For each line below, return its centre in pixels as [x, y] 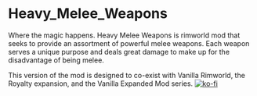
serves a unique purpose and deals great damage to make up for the [119, 52]
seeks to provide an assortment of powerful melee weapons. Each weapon [129, 43]
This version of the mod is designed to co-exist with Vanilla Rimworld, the [127, 75]
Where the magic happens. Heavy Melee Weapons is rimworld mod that [124, 35]
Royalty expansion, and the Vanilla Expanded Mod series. [101, 84]
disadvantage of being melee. [56, 60]
